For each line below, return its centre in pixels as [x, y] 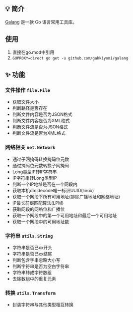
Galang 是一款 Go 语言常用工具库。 [41, 22]
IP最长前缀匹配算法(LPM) [38, 203]
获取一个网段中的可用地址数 [41, 222]
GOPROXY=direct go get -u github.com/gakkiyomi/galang [70, 58]
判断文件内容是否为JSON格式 [42, 114]
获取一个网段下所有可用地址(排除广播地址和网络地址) [66, 197]
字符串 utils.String [29, 236]
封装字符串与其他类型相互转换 [43, 305]
